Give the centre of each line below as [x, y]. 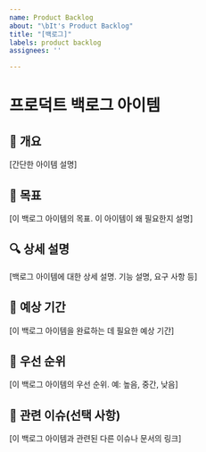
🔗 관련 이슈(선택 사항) [65, 415]
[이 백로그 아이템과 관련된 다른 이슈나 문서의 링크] [95, 439]
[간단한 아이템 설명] [43, 164]
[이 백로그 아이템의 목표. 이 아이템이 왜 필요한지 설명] [101, 218]
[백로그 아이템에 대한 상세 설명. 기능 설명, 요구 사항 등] [103, 276]
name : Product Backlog [51, 17]
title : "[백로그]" [41, 34]
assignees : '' [36, 51]
